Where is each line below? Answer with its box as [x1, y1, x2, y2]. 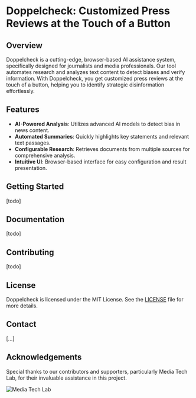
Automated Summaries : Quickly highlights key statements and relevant [14, 133, 190, 140]
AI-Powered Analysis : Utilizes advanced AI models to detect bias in [14, 120, 181, 127]
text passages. [14, 139, 51, 146]
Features [6, 105, 40, 115]
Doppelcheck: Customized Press [6, 4, 170, 18]
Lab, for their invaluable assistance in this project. [6, 374, 127, 381]
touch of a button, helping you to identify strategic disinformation [6, 81, 165, 88]
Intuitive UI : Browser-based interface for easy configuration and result [14, 158, 187, 165]
